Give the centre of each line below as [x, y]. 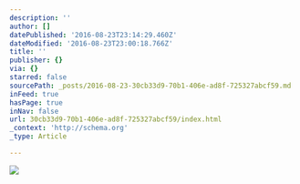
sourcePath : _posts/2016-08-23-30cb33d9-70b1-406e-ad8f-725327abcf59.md [150, 86]
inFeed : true [34, 94]
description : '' [40, 18]
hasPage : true [36, 102]
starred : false [38, 77]
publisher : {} [36, 60]
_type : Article [38, 137]
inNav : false [34, 111]
